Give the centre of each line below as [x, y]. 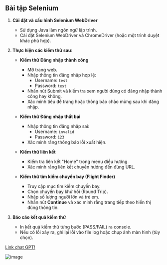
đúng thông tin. [43, 207]
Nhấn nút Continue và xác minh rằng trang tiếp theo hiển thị [89, 202]
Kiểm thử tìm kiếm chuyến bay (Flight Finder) [68, 176]
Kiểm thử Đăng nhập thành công [54, 60]
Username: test [51, 80]
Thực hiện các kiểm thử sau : [42, 50]
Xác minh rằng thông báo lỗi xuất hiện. [67, 142]
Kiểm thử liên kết [38, 151]
